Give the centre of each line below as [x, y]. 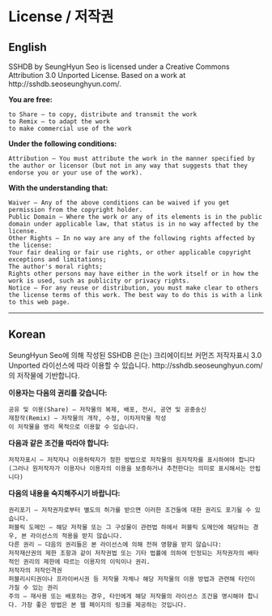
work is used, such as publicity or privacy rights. [99, 281]
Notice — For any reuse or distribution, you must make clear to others [134, 288]
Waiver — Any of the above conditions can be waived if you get [119, 203]
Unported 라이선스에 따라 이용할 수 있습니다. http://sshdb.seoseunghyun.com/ [136, 365]
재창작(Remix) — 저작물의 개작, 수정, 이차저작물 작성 [87, 418]
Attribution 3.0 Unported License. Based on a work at [97, 75]
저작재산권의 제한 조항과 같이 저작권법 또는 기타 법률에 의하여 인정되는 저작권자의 [126, 553]
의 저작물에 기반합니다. [44, 375]
